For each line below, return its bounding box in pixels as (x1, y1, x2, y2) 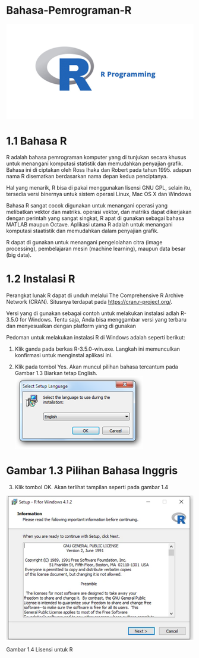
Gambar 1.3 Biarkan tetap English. (14, 370, 98, 377)
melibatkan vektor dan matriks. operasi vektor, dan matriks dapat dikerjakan (6, 209, 192, 216)
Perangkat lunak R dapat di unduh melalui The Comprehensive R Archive (6, 292, 184, 299)
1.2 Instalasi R (6, 272, 75, 286)
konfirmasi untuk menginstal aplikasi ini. (14, 352, 113, 359)
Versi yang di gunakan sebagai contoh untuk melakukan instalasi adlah (6, 310, 179, 317)
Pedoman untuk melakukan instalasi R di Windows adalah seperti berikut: (6, 334, 185, 341)
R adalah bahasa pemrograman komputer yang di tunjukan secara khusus (6, 154, 187, 161)
